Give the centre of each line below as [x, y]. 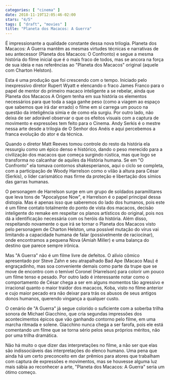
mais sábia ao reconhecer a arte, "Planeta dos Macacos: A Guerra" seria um [85, 367]
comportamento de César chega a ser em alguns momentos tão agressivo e [85, 282]
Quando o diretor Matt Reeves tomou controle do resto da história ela [78, 144]
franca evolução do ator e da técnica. [44, 134]
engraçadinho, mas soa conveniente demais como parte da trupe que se [81, 266]
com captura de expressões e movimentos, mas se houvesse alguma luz [81, 362]
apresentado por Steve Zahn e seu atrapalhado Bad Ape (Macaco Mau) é [82, 261]
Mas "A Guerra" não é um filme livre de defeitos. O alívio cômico [73, 256]
